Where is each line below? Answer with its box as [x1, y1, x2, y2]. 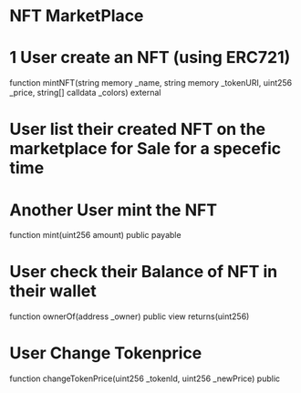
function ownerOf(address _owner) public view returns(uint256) [9, 311, 250, 322]
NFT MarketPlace [9, 5, 144, 26]
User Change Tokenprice [9, 343, 202, 364]
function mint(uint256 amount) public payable [9, 230, 182, 241]
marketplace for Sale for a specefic [9, 139, 281, 160]
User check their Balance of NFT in [9, 262, 278, 283]
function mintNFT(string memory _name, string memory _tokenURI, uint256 [9, 78, 293, 88]
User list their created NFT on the [9, 119, 266, 140]
